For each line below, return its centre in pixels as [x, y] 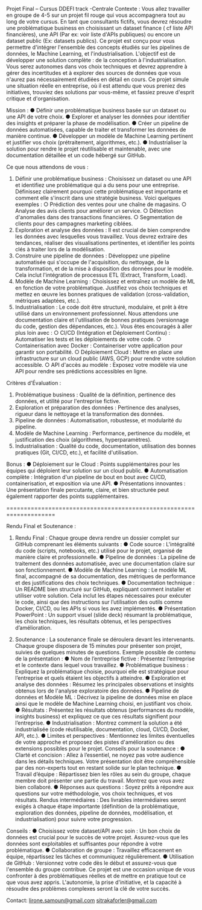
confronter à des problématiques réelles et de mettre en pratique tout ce [96, 876]
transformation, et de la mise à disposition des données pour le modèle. [104, 269]
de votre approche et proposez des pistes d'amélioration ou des [95, 742]
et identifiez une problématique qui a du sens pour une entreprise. [97, 185]
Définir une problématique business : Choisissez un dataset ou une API [103, 179]
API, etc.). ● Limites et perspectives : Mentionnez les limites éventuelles [105, 736]
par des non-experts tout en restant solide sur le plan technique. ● [98, 768]
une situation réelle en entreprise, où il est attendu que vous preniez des [96, 86]
